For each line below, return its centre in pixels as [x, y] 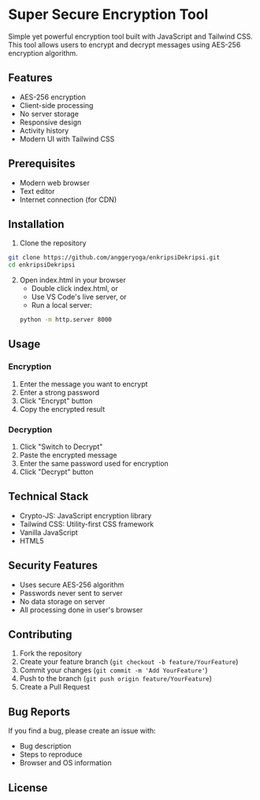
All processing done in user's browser [81, 610]
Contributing [40, 634]
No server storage [49, 114]
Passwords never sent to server [71, 593]
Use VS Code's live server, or [79, 297]
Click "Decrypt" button [56, 472]
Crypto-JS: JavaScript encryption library [85, 515]
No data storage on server [62, 601]
